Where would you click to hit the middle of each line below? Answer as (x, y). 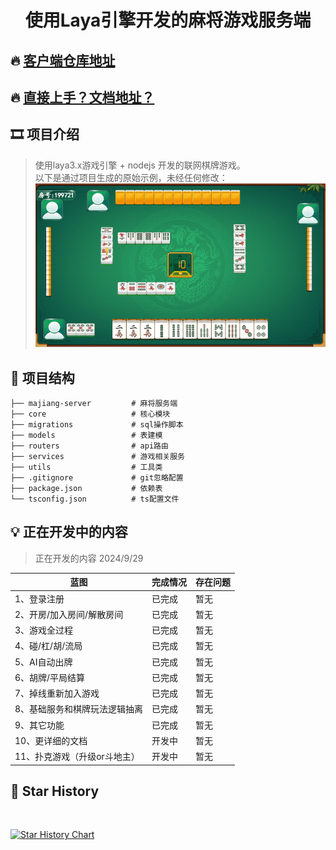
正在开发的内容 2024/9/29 (89, 558)
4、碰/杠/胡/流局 (48, 646)
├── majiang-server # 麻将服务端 (94, 404)
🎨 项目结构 (42, 377)
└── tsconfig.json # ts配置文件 (95, 499)
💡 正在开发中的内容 (69, 532)
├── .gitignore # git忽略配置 (97, 478)
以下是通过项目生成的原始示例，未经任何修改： (131, 177)
